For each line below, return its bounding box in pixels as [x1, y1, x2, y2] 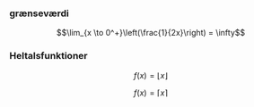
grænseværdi [9, 7, 70, 20]
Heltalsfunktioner [9, 50, 88, 62]
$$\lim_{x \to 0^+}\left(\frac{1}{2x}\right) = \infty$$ [57, 28, 245, 38]
